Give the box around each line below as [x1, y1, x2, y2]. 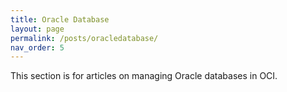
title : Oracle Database [10, 14, 110, 25]
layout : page [10, 24, 65, 34]
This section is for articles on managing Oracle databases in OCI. [10, 70, 278, 82]
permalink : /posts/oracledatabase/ [10, 33, 159, 43]
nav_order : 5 [10, 42, 65, 53]
